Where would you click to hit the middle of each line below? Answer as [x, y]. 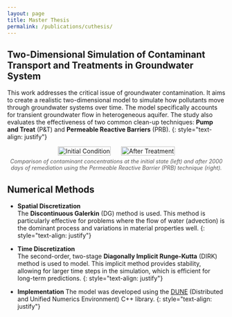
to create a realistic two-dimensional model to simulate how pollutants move [116, 100]
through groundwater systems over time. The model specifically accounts [113, 107]
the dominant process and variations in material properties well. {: [111, 228]
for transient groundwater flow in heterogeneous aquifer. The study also [110, 115]
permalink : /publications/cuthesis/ [60, 26]
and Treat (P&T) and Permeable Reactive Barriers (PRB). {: [92, 129]
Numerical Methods [51, 189]
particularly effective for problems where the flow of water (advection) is [121, 221]
